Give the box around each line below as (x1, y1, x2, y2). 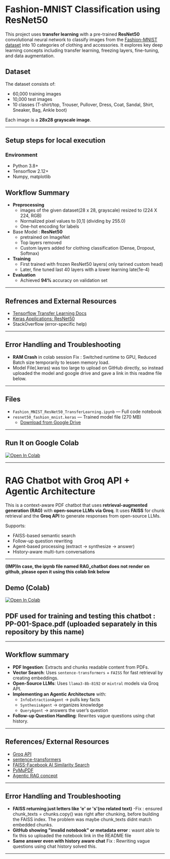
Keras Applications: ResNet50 (12, 316, 75, 322)
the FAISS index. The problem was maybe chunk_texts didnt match (12, 816, 152, 822)
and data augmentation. (5, 52, 55, 59)
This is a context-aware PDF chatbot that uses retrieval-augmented (5, 502, 148, 508)
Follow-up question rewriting (12, 538, 73, 544)
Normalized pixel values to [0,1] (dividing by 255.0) (20, 218, 126, 224)
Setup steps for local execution (5, 136, 106, 145)
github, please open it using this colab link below (5, 569, 110, 575)
